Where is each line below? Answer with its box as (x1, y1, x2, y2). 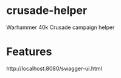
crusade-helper (6, 4, 88, 18)
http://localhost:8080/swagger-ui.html (6, 65, 102, 72)
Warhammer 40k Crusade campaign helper (6, 24, 115, 31)
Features (6, 45, 52, 59)
